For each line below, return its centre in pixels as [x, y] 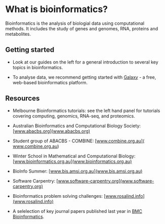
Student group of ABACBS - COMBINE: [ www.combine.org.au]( [78, 141]
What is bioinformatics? [56, 9]
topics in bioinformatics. [38, 67]
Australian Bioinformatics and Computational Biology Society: [76, 126]
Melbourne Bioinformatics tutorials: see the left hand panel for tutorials [86, 110]
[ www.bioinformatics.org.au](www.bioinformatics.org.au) [72, 161]
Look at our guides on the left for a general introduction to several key [85, 62]
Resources [23, 99]
